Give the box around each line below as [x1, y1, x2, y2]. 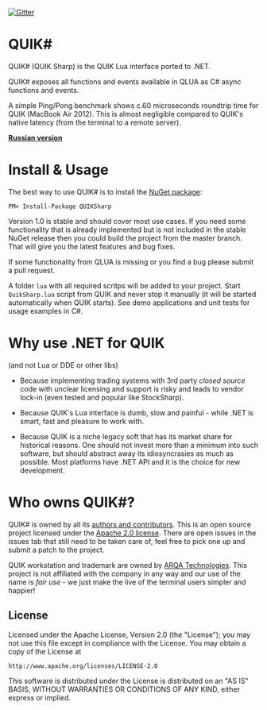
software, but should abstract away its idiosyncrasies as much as [19, 449, 234, 458]
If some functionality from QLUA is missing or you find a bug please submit [8, 257, 254, 266]
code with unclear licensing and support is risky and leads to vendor [19, 384, 244, 393]
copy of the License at [8, 646, 82, 656]
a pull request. [8, 265, 56, 275]
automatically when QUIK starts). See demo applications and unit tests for [8, 298, 250, 307]
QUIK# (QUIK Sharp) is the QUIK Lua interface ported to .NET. [8, 61, 211, 71]
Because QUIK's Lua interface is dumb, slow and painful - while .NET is [19, 407, 254, 417]
